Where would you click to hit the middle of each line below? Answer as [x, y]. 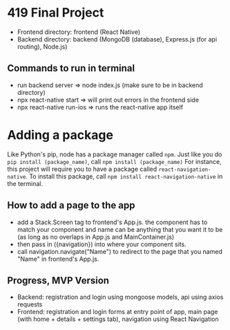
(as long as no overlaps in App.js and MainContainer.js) [96, 237]
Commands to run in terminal [71, 68]
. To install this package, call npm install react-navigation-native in [124, 176]
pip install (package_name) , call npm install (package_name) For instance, [115, 161]
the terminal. [25, 183]
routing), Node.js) [42, 46]
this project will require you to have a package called [82, 169]
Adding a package [60, 135]
